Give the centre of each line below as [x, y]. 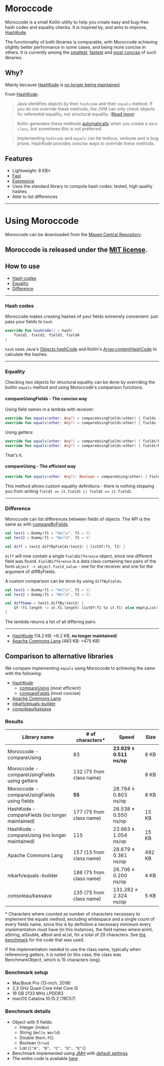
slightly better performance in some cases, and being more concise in [75, 47]
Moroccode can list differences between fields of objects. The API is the [78, 519]
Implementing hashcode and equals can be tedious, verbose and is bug [88, 138]
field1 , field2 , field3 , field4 [47, 335]
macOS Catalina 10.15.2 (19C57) [44, 999]
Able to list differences [35, 197]
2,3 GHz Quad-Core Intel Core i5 [45, 988]
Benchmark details [28, 1011]
